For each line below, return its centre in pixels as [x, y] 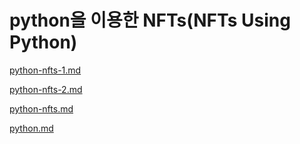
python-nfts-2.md [46, 89]
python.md [31, 128]
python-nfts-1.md [45, 70]
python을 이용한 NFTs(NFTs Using [150, 20]
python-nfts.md [41, 108]
